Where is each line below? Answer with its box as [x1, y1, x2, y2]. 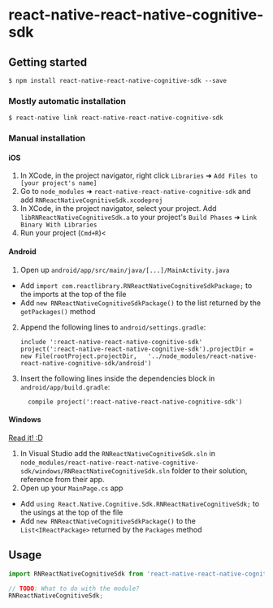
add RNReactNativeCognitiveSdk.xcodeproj [19, 195, 163, 205]
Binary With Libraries [19, 221, 97, 229]
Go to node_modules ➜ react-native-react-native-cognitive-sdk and [19, 187, 251, 196]
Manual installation [8, 132, 86, 144]
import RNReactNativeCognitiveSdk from [8, 570, 144, 578]
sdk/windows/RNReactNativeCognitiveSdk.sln [19, 467, 171, 476]
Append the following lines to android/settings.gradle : [19, 322, 206, 332]
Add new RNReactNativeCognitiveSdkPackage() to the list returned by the [19, 298, 262, 308]
